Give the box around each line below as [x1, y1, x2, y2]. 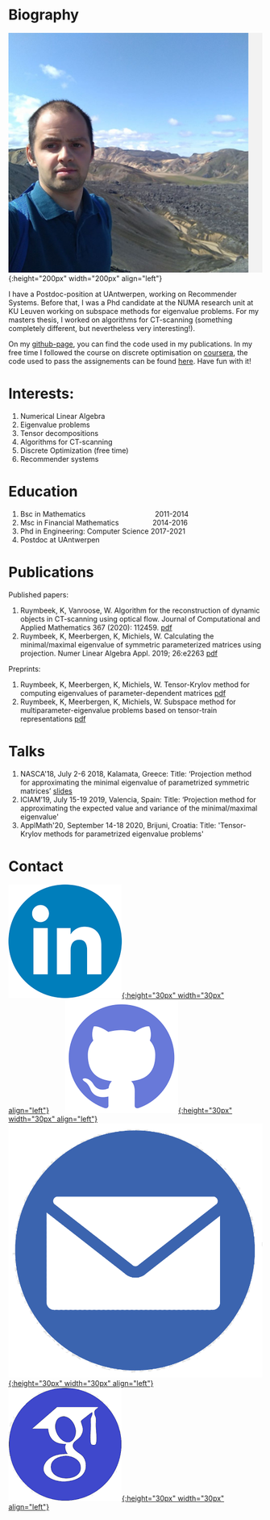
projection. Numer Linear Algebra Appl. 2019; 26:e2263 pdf [19, 648, 218, 658]
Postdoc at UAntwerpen [19, 535, 100, 545]
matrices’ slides [19, 785, 73, 796]
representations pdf [19, 714, 86, 723]
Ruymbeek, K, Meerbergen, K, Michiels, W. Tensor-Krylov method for [19, 680, 250, 689]
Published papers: [8, 589, 69, 599]
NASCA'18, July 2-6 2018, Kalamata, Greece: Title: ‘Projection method [19, 768, 252, 778]
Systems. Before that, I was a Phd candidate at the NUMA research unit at [8, 298, 254, 308]
